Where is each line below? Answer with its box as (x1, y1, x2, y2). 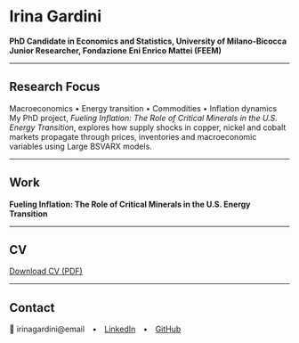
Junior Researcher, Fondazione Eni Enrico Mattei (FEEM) (9, 45, 222, 55)
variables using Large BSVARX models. (9, 141, 153, 151)
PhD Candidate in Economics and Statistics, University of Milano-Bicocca (9, 36, 287, 46)
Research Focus (9, 79, 101, 94)
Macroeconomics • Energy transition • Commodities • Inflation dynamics (9, 102, 278, 113)
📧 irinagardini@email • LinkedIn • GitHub (9, 323, 182, 335)
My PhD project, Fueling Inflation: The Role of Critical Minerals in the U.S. (9, 112, 279, 123)
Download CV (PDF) (9, 265, 83, 277)
